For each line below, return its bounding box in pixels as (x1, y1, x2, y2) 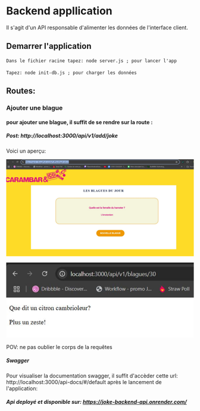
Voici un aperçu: (6, 147, 46, 154)
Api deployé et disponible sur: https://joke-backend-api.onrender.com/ (6, 398, 187, 406)
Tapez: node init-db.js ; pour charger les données (6, 70, 137, 76)
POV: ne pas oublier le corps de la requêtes (6, 343, 112, 350)
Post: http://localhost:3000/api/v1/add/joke (6, 132, 118, 140)
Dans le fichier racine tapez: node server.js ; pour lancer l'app (6, 58, 177, 64)
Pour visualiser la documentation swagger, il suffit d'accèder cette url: (6, 372, 179, 379)
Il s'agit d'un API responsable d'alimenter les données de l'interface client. (6, 24, 189, 31)
